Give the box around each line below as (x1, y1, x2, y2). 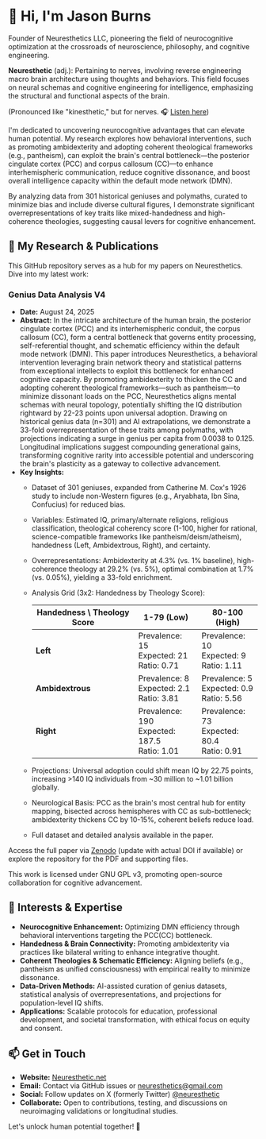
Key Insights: (19, 468, 65, 477)
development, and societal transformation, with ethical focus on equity (19, 1014, 251, 1024)
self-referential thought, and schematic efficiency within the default (19, 341, 240, 350)
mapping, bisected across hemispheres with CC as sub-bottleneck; (31, 806, 252, 817)
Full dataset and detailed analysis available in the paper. (31, 830, 214, 840)
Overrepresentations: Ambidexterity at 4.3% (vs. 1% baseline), (31, 556, 236, 566)
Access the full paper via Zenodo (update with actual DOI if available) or (8, 846, 243, 855)
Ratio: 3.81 (138, 693, 180, 704)
